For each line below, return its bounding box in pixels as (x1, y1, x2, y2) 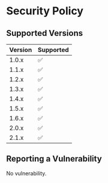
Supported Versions (6, 28, 83, 38)
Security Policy (6, 4, 84, 18)
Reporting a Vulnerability (6, 154, 102, 164)
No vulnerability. (6, 169, 47, 177)
